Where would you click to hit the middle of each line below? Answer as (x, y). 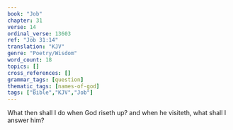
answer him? (26, 120)
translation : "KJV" (36, 47)
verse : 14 (22, 27)
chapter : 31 (25, 20)
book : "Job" (25, 14)
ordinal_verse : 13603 (39, 34)
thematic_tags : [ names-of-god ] (53, 86)
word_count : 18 (30, 60)
